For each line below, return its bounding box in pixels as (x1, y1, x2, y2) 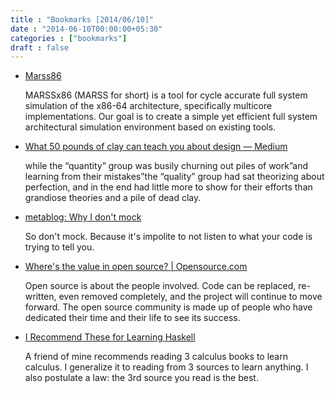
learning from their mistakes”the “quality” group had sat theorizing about (24, 171, 325, 183)
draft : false (10, 42, 70, 53)
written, (24, 291, 57, 303)
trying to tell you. (24, 241, 95, 253)
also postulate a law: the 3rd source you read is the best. (24, 372, 259, 384)
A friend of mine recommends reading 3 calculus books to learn (24, 351, 288, 363)
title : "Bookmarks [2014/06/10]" (10, 14, 155, 25)
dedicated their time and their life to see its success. (24, 312, 241, 324)
